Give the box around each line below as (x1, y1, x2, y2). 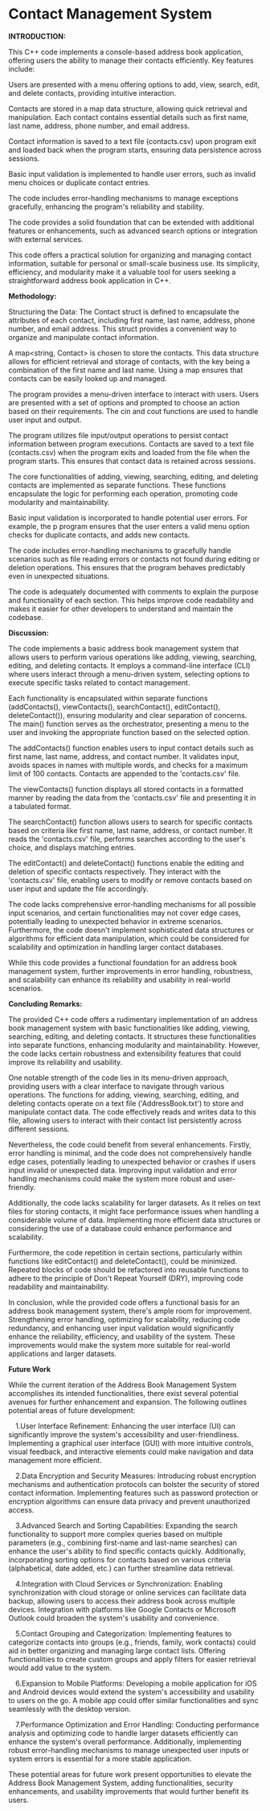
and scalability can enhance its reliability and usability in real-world (8, 975, 231, 984)
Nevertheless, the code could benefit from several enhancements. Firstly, (8, 1140, 252, 1149)
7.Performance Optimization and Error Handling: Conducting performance (15, 1719, 260, 1729)
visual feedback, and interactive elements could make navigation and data (8, 1447, 254, 1456)
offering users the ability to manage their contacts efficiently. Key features (8, 55, 254, 65)
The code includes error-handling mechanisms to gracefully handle (8, 545, 231, 555)
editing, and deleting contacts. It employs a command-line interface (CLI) (8, 660, 251, 670)
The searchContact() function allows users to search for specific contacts (8, 817, 253, 827)
